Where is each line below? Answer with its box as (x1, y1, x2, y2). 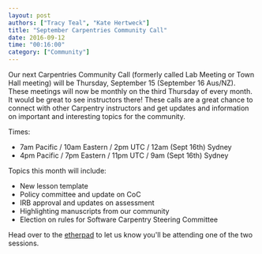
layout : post (8, 11, 51, 20)
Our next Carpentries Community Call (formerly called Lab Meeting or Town (8, 70, 255, 79)
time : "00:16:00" (8, 41, 65, 49)
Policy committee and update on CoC (19, 190, 141, 199)
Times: (8, 127, 31, 136)
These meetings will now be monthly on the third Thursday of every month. (8, 87, 253, 95)
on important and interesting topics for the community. (8, 112, 185, 121)
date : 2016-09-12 (8, 33, 65, 42)
